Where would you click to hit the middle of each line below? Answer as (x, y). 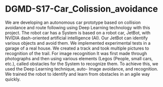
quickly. (13, 79)
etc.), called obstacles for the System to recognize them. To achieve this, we (82, 64)
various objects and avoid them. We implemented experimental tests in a (78, 43)
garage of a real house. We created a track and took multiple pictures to (77, 48)
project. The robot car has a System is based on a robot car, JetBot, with (78, 33)
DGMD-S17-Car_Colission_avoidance (81, 9)
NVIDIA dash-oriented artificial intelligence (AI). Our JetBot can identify (76, 38)
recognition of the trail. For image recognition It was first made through (76, 53)
